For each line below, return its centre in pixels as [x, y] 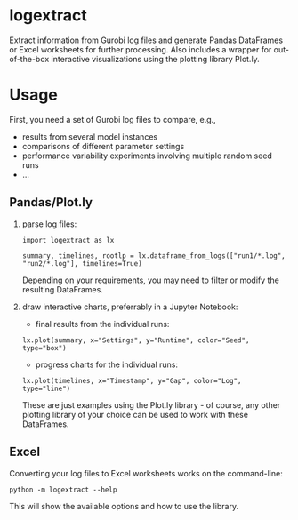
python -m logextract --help [63, 490]
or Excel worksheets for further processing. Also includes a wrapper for [141, 49]
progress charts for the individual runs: [106, 364]
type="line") [46, 388]
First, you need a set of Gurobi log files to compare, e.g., [113, 119]
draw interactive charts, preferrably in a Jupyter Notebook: [130, 307]
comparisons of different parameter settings [103, 146]
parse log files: [49, 224]
